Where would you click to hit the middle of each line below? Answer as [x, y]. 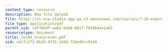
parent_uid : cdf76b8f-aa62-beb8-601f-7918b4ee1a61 [59, 28]
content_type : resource [30, 10]
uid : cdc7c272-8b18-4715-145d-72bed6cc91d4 [51, 42]
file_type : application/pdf [34, 24]
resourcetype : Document [30, 33]
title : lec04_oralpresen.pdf [35, 38]
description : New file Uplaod [37, 14]
